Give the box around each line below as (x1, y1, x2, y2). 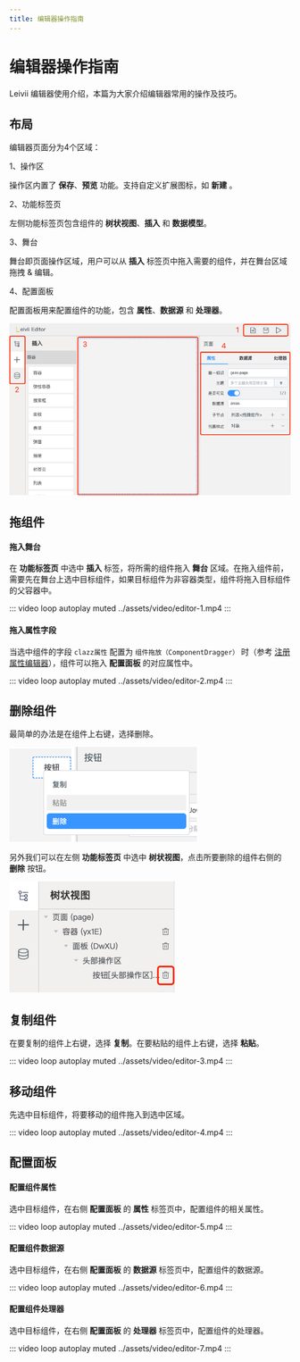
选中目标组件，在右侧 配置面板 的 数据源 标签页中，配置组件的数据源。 (9, 1264, 269, 1274)
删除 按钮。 (9, 863, 51, 874)
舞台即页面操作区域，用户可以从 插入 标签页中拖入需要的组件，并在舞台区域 (9, 255, 287, 267)
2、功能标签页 (9, 199, 62, 210)
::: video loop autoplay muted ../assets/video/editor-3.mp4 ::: (9, 1056, 233, 1066)
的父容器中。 (9, 585, 56, 596)
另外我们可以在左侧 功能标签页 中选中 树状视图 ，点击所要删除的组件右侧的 (9, 852, 282, 863)
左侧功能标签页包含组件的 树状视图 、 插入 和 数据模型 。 (9, 218, 212, 229)
